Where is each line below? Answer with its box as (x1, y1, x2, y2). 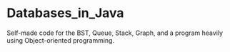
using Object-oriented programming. (6, 36, 115, 44)
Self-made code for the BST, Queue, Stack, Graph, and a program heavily (6, 28, 223, 37)
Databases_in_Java (6, 5, 124, 21)
